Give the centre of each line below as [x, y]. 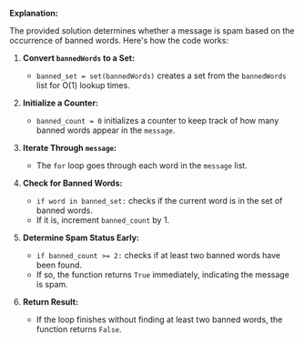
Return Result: [51, 302]
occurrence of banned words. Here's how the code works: [119, 40]
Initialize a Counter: [60, 103]
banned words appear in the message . [106, 130]
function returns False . [79, 329]
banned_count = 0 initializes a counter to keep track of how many [157, 121]
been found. [59, 265]
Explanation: [34, 13]
